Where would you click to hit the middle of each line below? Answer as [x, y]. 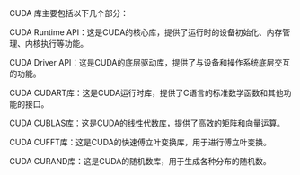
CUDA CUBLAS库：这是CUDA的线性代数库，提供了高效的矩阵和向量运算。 [147, 123]
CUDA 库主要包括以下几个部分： [69, 13]
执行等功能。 [64, 44]
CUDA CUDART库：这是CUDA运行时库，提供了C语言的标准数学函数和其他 [146, 93]
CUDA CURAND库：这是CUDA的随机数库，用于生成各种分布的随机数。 [140, 161]
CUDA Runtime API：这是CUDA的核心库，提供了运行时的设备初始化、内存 [146, 32]
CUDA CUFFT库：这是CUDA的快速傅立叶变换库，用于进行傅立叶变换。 [141, 142]
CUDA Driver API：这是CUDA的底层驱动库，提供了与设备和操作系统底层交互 [150, 62]
